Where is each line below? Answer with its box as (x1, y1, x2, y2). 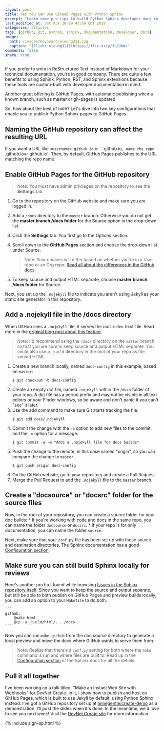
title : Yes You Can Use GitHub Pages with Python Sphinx (5, 12, 123, 17)
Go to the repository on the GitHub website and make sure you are (12, 198, 146, 203)
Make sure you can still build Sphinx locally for (5, 561, 150, 570)
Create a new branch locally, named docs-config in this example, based (12, 363, 156, 369)
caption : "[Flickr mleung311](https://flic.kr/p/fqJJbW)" (9, 44, 130, 48)
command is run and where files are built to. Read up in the (17, 652, 136, 658)
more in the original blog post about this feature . (5, 329, 102, 334)
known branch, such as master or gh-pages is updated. (5, 96, 117, 102)
